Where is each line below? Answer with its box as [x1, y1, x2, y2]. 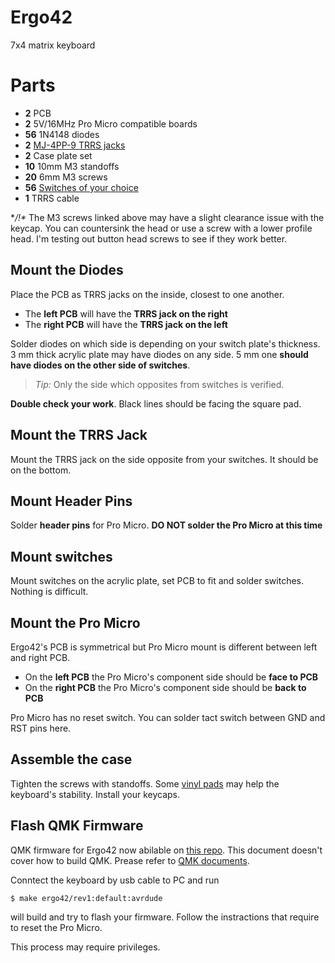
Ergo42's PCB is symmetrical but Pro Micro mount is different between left [10, 641, 318, 653]
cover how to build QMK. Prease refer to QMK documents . [10, 854, 250, 866]
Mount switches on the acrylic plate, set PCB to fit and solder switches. [10, 575, 305, 587]
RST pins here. [10, 722, 72, 734]
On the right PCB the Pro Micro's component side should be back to [24, 681, 307, 693]
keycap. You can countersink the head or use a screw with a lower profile [10, 222, 313, 234]
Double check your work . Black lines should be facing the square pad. [10, 397, 302, 410]
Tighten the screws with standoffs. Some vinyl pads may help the [10, 777, 280, 790]
